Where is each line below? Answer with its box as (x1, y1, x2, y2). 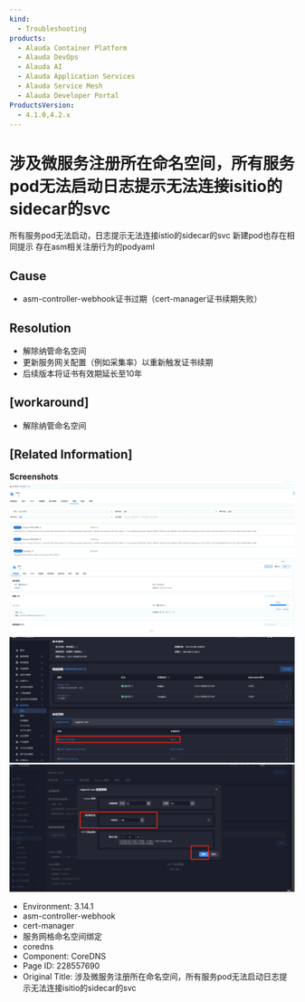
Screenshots (9, 471, 59, 482)
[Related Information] (9, 447, 133, 462)
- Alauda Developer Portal (17, 91, 119, 100)
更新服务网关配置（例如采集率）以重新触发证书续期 (22, 356, 214, 367)
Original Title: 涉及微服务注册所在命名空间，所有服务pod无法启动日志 (22, 971, 280, 982)
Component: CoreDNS (22, 951, 107, 962)
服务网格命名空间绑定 (22, 931, 102, 942)
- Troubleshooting (17, 24, 88, 34)
